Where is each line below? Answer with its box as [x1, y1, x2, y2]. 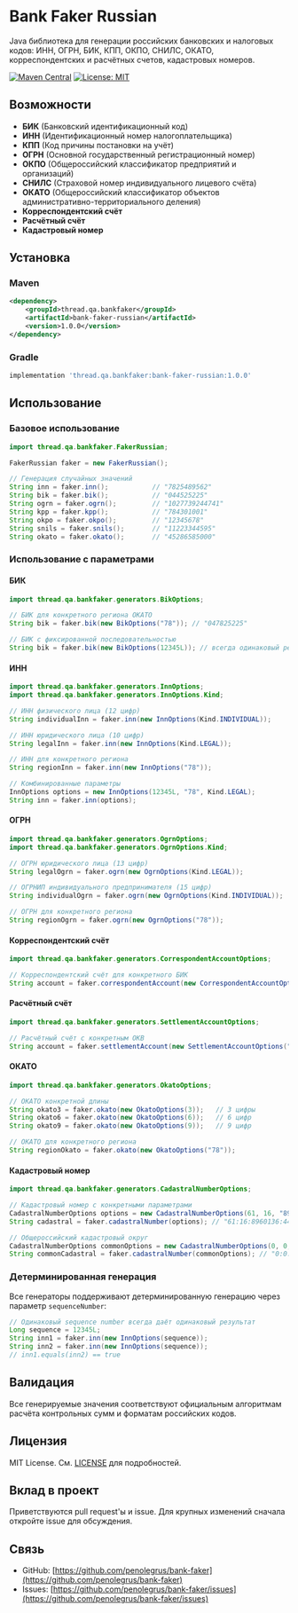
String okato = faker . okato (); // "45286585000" [9, 532, 216, 541]
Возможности [9, 98, 91, 113]
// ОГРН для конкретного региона [9, 908, 133, 917]
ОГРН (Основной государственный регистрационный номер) [21, 149, 255, 160]
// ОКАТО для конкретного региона [9, 1137, 137, 1146]
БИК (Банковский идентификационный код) [21, 121, 189, 131]
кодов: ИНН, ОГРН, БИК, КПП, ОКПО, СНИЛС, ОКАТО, [9, 44, 215, 55]
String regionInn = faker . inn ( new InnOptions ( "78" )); [9, 763, 213, 773]
